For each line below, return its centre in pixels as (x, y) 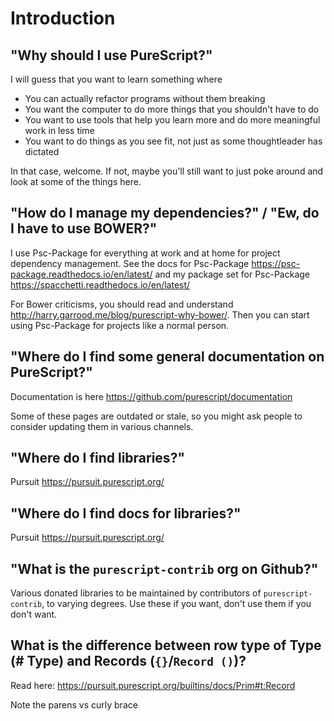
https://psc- (276, 263)
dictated (42, 151)
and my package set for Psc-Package (232, 274)
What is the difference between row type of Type (166, 645)
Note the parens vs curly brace (74, 704)
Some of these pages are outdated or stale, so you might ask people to (156, 416)
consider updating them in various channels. (102, 426)
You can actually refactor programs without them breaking (145, 98)
